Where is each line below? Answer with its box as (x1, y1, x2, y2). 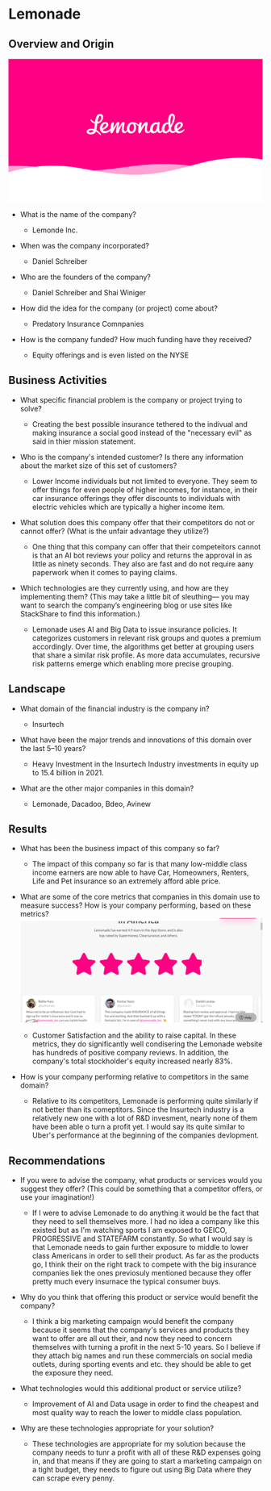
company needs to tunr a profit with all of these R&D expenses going (31, 1447, 261, 1457)
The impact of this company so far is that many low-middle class (31, 859, 248, 869)
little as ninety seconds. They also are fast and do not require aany (31, 558, 254, 569)
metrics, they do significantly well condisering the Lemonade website (31, 1039, 263, 1049)
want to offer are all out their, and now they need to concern (31, 1333, 232, 1343)
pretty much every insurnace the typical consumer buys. (31, 1276, 221, 1286)
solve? (19, 403, 42, 413)
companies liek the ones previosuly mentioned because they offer (31, 1268, 252, 1277)
